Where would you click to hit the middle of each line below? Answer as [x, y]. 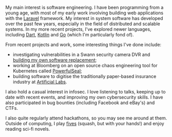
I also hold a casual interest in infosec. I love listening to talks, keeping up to [85, 92]
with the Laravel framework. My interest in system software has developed [84, 18]
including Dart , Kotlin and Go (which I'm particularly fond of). [70, 35]
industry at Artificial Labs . [40, 82]
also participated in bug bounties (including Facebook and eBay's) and [80, 103]
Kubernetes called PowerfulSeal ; [47, 71]
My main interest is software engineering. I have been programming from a [84, 7]
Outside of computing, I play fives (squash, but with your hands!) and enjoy [85, 123]
